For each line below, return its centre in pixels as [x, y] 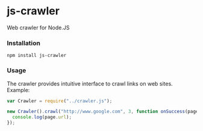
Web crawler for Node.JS [38, 28]
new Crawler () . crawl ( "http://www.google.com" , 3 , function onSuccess [96, 112]
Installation [24, 43]
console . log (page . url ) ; [42, 117]
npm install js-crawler [37, 56]
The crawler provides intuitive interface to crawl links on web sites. [90, 83]
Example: [18, 90]
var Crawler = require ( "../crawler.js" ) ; [60, 101]
